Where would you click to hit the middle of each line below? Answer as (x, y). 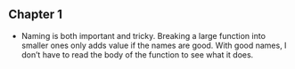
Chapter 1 (36, 15)
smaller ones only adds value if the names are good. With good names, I (154, 45)
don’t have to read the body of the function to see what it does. (137, 54)
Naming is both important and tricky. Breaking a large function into (143, 35)
